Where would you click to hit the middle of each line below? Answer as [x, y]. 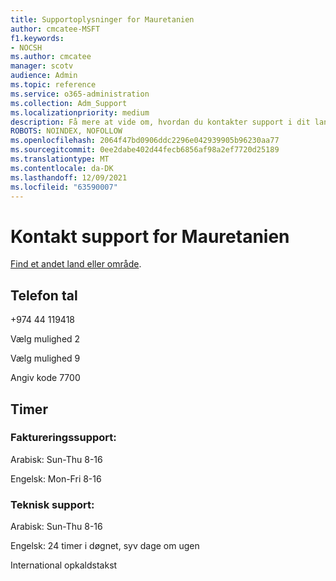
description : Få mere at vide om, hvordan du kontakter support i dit [160, 122]
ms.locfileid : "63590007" [64, 187]
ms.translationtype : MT [60, 159]
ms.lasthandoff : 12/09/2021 [69, 177]
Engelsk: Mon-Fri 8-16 [56, 478]
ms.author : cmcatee [51, 57]
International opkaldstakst [64, 565]
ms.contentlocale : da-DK [62, 168]
